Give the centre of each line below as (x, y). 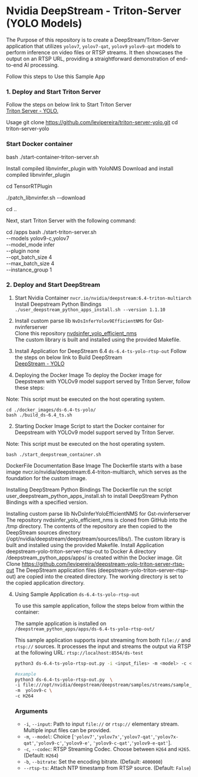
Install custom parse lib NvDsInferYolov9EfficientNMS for (83, 320)
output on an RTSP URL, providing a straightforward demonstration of (90, 59)
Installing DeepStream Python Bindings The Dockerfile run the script (89, 490)
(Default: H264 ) (41, 756)
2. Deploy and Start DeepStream (53, 285)
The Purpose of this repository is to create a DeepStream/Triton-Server (93, 40)
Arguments (31, 711)
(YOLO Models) (44, 23)
